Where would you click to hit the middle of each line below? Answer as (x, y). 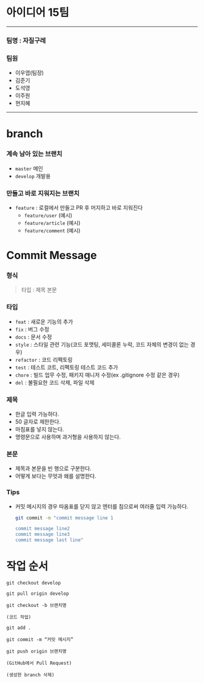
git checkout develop (34, 583)
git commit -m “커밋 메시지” (40, 640)
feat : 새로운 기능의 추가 (44, 321)
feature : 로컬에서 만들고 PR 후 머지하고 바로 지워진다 (79, 207)
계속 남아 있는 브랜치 (34, 154)
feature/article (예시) (52, 223)
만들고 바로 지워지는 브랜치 (43, 193)
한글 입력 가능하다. (37, 414)
